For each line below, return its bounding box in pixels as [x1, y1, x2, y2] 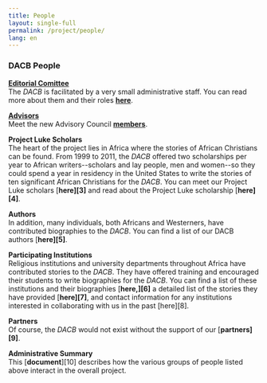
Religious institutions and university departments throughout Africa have [8, 258, 246, 268]
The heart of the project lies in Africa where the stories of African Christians [8, 143, 257, 152]
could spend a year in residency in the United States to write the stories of [8, 168, 253, 178]
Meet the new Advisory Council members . [8, 119, 148, 128]
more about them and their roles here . [8, 95, 134, 104]
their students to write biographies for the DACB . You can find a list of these [8, 276, 257, 285]
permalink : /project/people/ [8, 26, 105, 34]
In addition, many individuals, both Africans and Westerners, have [8, 217, 225, 227]
